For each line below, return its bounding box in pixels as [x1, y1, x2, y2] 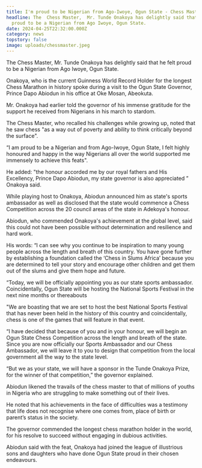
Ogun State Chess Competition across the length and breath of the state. [6, 334, 187, 341]
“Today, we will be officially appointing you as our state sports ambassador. [6, 279, 194, 286]
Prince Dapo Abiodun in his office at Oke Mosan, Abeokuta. [6, 90, 153, 97]
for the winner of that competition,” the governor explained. [6, 371, 153, 378]
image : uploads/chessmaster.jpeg [6, 43, 90, 49]
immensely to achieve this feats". [6, 156, 88, 164]
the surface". [6, 132, 38, 139]
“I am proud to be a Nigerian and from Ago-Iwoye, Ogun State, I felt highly [6, 144, 190, 151]
